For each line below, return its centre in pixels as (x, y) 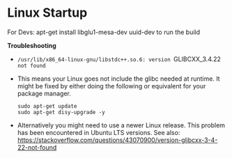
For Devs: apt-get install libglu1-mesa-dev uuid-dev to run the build (104, 32)
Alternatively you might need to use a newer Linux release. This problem (121, 125)
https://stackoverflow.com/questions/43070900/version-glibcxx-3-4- (117, 140)
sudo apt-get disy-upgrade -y (61, 112)
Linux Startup (47, 13)
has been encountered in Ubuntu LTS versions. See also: (99, 132)
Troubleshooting (32, 45)
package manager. (44, 93)
